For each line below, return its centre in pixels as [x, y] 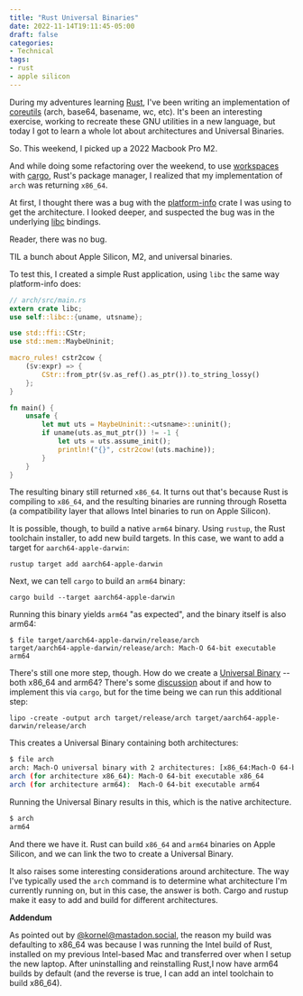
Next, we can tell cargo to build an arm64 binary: [97, 581]
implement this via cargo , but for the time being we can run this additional [146, 692]
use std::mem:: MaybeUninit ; [62, 342]
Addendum [31, 918]
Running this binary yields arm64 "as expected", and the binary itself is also [148, 614]
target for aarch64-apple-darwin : [69, 548]
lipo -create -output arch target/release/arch [101, 718]
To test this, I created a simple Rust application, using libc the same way [144, 274]
